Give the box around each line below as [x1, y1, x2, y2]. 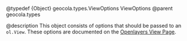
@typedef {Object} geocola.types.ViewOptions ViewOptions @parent [6, 5, 173, 12]
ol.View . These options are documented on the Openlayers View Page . [6, 28, 177, 35]
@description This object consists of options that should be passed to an [6, 23, 182, 29]
